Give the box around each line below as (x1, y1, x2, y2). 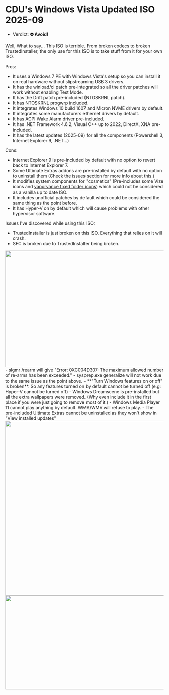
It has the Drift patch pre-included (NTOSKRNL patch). (12, 94, 126, 100)
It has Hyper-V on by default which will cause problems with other (12, 205, 150, 211)
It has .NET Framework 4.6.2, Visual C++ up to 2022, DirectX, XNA (12, 121, 151, 127)
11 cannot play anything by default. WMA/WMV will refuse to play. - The (5, 404, 154, 410)
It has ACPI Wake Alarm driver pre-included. (12, 116, 105, 122)
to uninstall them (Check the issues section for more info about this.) (12, 173, 155, 179)
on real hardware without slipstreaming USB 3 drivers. (12, 78, 125, 84)
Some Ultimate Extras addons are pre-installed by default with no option (12, 167, 162, 173)
